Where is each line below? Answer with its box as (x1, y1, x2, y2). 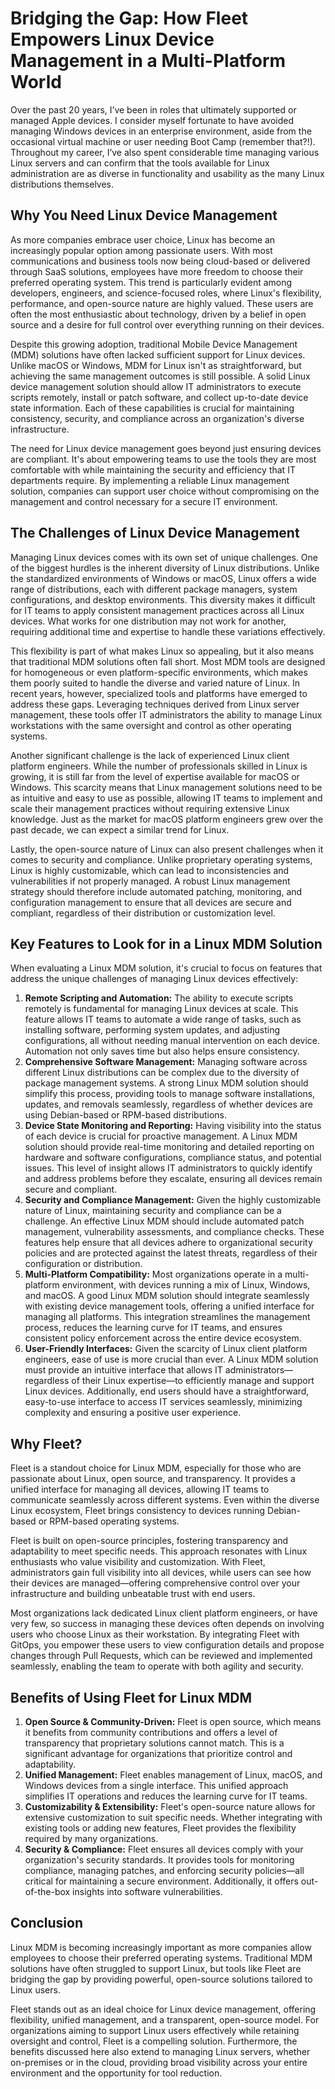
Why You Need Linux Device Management (10, 207, 278, 224)
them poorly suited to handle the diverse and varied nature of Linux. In (10, 677, 301, 689)
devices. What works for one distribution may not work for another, (10, 615, 287, 627)
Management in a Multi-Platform (10, 50, 287, 72)
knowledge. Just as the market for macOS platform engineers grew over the (10, 813, 324, 825)
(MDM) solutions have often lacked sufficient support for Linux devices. (10, 348, 306, 361)
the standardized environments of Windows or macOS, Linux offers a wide (10, 572, 317, 584)
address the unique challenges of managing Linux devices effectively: (10, 973, 299, 985)
